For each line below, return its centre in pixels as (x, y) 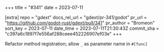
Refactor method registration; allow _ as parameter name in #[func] (76, 44)
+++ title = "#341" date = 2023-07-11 (44, 7)
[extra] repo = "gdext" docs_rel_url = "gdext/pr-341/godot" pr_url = (76, 17)
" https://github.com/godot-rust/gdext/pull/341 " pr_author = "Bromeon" (80, 23)
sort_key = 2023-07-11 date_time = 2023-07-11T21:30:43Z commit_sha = (82, 28)
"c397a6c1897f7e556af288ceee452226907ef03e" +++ (63, 34)
